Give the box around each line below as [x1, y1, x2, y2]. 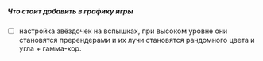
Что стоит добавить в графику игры [7, 6, 133, 16]
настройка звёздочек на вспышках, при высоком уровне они [18, 26, 228, 36]
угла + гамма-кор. [18, 44, 82, 53]
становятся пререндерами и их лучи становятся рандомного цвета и [18, 36, 255, 45]
